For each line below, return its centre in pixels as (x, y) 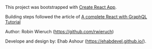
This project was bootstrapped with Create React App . (61, 7)
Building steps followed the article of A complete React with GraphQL (76, 17)
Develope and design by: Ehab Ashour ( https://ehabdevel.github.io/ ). (76, 41)
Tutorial (13, 22)
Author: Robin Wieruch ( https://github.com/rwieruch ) (60, 31)
